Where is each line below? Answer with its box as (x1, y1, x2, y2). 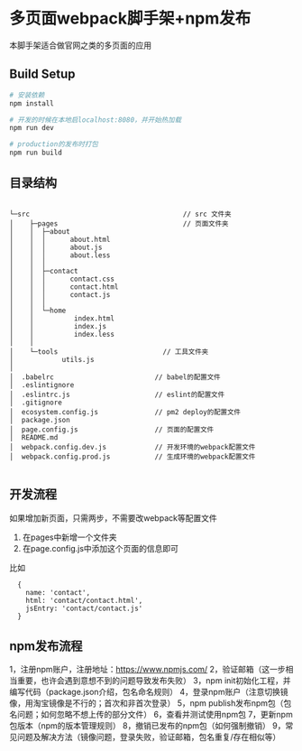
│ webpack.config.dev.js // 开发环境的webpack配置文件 (9, 442, 256, 451)
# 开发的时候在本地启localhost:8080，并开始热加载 (9, 115, 182, 125)
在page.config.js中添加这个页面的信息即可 (22, 542, 178, 553)
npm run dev (9, 124, 54, 133)
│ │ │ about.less (9, 250, 111, 260)
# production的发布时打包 (9, 140, 99, 149)
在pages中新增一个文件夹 (22, 532, 117, 542)
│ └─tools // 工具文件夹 (9, 347, 209, 357)
